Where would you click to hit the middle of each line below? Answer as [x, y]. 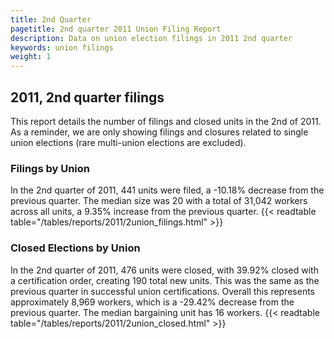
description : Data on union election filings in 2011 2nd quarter [151, 38]
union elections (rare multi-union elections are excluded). [128, 142]
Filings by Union [50, 168]
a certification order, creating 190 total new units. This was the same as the [165, 280]
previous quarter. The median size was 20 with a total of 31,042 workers [159, 201]
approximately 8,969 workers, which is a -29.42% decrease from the [152, 302]
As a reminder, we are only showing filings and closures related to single [159, 132]
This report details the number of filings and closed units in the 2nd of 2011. [166, 121]
